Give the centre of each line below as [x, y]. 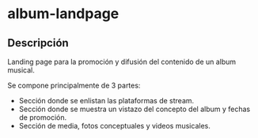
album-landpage [63, 14]
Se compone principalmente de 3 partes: [74, 85]
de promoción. [43, 117]
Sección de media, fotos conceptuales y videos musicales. [114, 126]
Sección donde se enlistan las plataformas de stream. [106, 101]
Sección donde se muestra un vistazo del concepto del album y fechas [135, 109]
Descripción [38, 43]
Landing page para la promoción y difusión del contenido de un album [122, 62]
